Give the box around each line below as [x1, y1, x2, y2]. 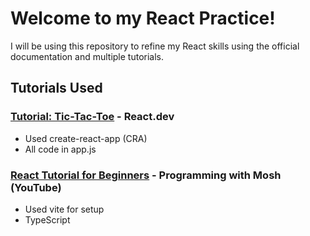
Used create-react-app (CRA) [24, 132, 148, 144]
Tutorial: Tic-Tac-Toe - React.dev [10, 110, 175, 124]
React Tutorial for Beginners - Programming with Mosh [10, 168, 282, 182]
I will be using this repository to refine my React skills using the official [10, 40, 300, 52]
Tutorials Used [10, 80, 103, 97]
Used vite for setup [24, 203, 105, 215]
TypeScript [24, 213, 71, 226]
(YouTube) [10, 180, 62, 194]
